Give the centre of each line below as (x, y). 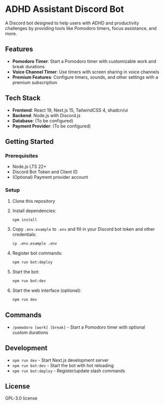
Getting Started (29, 141)
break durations (28, 66)
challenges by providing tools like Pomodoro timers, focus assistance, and (81, 28)
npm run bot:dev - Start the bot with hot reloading (63, 365)
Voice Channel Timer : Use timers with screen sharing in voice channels (86, 72)
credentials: (24, 235)
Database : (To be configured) (43, 121)
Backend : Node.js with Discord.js (46, 115)
